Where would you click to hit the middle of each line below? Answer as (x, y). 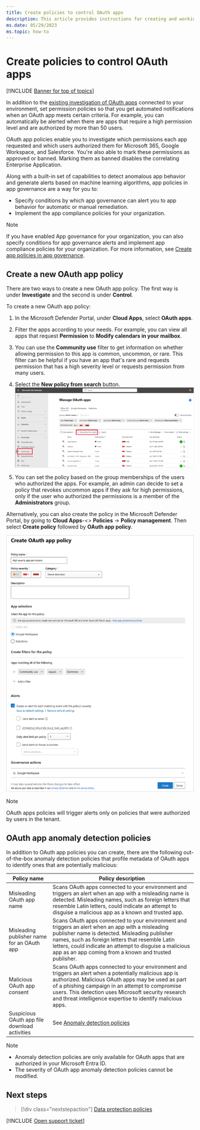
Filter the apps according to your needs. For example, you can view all (101, 329)
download (21, 1026)
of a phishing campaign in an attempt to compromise (117, 986)
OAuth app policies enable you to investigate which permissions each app (97, 140)
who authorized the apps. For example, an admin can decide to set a (99, 484)
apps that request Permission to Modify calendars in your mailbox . (98, 336)
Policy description (122, 878)
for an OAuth (24, 943)
